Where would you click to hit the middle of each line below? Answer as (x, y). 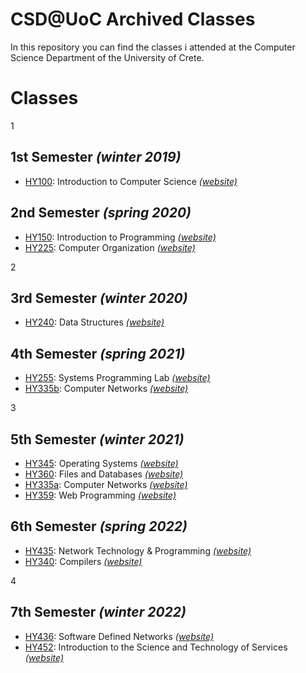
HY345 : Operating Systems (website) (101, 463)
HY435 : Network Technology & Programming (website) (138, 550)
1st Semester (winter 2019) (96, 157)
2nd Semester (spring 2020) (101, 213)
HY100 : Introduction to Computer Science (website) (131, 181)
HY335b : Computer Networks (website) (106, 389)
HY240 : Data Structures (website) (94, 322)
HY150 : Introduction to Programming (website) (120, 237)
